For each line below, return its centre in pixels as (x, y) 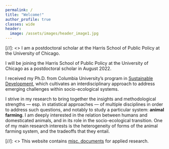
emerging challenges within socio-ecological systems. (62, 89)
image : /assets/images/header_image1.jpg (54, 33)
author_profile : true (28, 19)
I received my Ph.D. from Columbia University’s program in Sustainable (79, 78)
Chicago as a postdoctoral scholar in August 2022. (58, 68)
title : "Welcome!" (25, 15)
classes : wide (20, 24)
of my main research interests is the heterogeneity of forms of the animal (82, 126)
